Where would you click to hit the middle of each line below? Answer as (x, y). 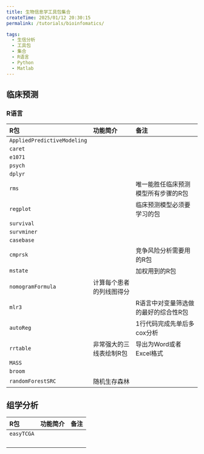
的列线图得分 (111, 292)
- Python (23, 62)
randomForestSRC (33, 381)
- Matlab (23, 68)
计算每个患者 (111, 283)
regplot (20, 209)
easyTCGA (22, 434)
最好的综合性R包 (165, 313)
